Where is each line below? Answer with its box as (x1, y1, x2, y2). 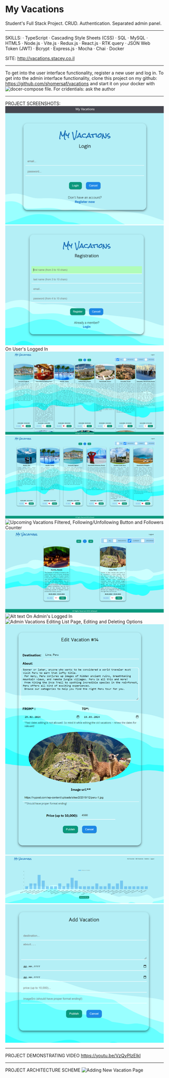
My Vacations (5, 4, 64, 15)
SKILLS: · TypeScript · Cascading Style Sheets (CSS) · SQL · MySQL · (5, 34, 148, 41)
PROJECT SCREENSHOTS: (5, 100, 61, 107)
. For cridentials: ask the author (51, 86, 116, 92)
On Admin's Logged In (26, 613, 73, 619)
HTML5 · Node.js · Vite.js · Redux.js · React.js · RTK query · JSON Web (5, 40, 151, 46)
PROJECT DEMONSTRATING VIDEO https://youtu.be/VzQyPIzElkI (5, 1052, 141, 1058)
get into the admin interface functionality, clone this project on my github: (5, 75, 157, 81)
